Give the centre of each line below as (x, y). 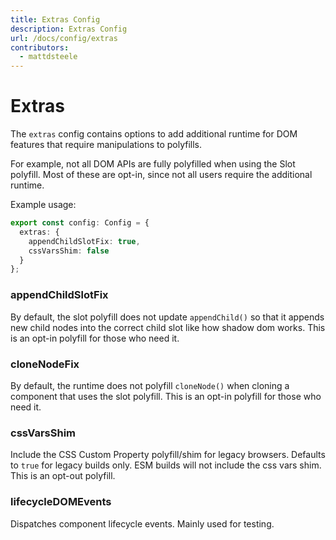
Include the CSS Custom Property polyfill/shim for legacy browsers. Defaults (168, 455)
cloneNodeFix (45, 364)
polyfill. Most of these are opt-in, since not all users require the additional (161, 175)
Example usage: (43, 205)
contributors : (40, 47)
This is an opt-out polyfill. (63, 476)
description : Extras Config (69, 29)
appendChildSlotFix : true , (84, 241)
